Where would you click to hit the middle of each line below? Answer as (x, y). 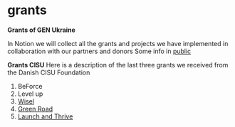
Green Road (35, 109)
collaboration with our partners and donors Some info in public (99, 51)
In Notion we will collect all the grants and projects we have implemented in (118, 43)
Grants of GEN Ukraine (42, 30)
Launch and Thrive (45, 116)
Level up (30, 94)
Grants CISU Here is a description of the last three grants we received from (118, 65)
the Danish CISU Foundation (49, 72)
